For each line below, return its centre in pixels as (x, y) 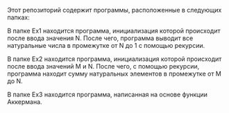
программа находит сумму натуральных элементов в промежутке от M (114, 73)
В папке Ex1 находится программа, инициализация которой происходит (114, 31)
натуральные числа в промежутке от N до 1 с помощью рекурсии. (106, 45)
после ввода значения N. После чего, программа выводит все (100, 38)
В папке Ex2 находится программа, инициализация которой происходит (114, 59)
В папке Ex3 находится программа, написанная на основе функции (108, 94)
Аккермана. (25, 102)
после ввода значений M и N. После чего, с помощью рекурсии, (103, 66)
